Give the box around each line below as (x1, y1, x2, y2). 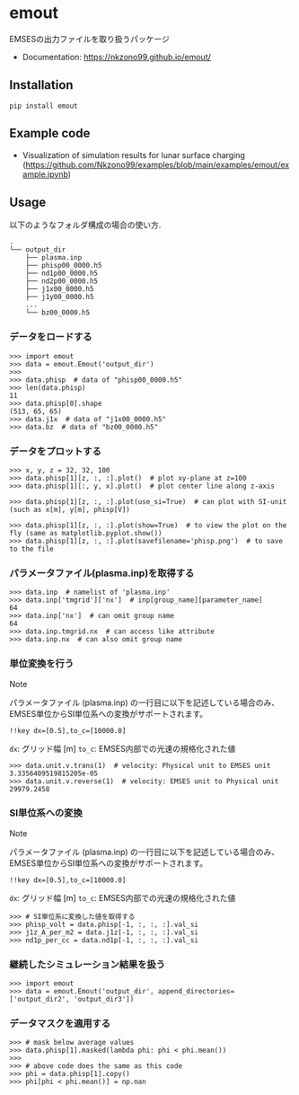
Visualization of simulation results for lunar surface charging (22, 149, 245, 160)
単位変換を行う (9, 658, 75, 670)
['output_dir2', (9, 995, 70, 1004)
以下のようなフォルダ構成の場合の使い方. (9, 219, 162, 231)
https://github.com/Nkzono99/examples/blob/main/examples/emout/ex (25, 159, 290, 170)
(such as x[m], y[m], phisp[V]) (9, 505, 130, 514)
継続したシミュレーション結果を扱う (9, 958, 166, 970)
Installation (9, 77, 74, 93)
